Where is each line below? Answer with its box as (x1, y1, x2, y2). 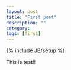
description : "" (6, 20, 46, 26)
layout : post (6, 8, 38, 15)
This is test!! (6, 59, 36, 66)
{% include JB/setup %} (6, 47, 65, 54)
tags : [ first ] (6, 31, 41, 37)
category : (6, 25, 31, 31)
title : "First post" (6, 14, 57, 20)
